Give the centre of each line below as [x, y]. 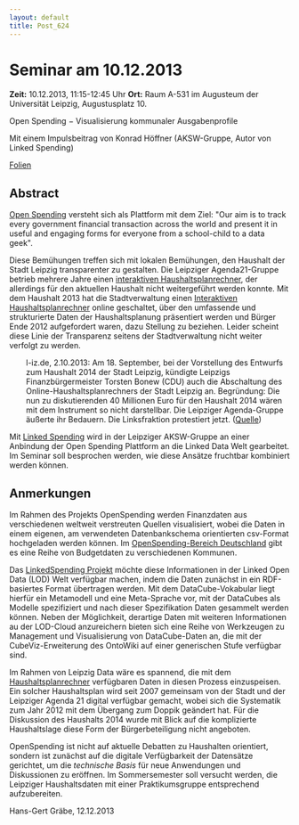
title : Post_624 [39, 26]
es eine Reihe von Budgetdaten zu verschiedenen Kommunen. [123, 552]
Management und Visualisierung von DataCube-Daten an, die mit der [136, 636]
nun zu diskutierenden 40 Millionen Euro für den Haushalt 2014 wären [154, 401]
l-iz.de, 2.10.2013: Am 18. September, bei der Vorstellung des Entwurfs [154, 363]
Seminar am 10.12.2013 [96, 70]
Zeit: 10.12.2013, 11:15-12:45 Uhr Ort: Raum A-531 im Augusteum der [134, 94]
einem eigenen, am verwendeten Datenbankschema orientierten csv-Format [149, 534]
